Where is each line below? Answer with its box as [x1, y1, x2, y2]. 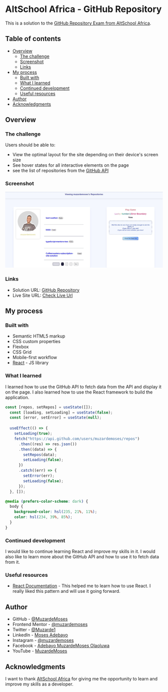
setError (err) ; [23, 473, 55, 479]
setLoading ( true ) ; [14, 431, 52, 436]
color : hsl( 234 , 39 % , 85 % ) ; [14, 515, 72, 520]
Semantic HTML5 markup [12, 333, 65, 339]
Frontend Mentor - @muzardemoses [12, 621, 88, 627]
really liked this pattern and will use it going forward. [12, 588, 121, 594]
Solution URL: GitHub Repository [12, 287, 80, 293]
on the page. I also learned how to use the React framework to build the [5, 389, 153, 395]
